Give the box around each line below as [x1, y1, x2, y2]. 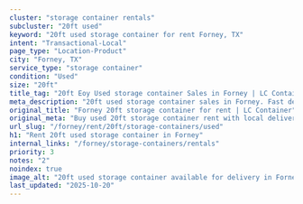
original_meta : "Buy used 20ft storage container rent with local [9, 114, 264, 123]
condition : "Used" [9, 72, 78, 81]
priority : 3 [9, 147, 54, 156]
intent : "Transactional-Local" [9, 38, 127, 48]
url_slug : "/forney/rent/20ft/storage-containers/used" [9, 123, 224, 132]
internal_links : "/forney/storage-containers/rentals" [9, 139, 220, 148]
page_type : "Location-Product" [9, 47, 127, 56]
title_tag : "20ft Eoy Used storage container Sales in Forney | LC [9, 88, 269, 97]
